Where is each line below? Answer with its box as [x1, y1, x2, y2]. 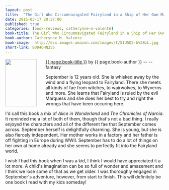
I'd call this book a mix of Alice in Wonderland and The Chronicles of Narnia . [5, 110, 164, 116]
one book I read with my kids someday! [5, 179, 87, 185]
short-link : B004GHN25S [5, 45, 55, 50]
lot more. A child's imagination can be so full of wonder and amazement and [5, 163, 163, 169]
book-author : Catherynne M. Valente [5, 36, 82, 41]
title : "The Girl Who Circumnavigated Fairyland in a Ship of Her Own [5, 12, 158, 17]
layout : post [5, 7, 33, 13]
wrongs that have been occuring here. [45, 100, 125, 106]
